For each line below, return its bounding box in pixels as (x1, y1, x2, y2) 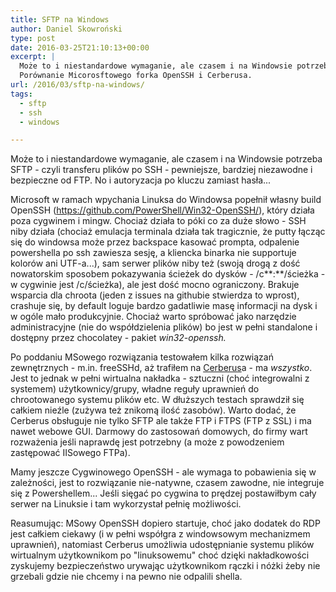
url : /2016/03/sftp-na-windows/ (10, 80, 145, 90)
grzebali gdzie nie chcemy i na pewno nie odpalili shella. (10, 571, 243, 583)
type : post (10, 33, 56, 43)
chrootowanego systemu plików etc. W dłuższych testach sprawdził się (10, 394, 305, 406)
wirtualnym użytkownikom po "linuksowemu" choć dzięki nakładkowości (10, 549, 310, 561)
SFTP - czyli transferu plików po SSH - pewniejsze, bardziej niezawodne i (10, 164, 313, 176)
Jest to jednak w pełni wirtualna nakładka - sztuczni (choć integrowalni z (10, 372, 310, 385)
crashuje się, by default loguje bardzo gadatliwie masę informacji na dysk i (10, 300, 318, 312)
